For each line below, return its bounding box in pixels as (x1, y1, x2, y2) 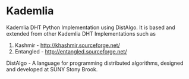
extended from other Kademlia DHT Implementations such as (6, 30, 156, 37)
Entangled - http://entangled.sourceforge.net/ (14, 48, 127, 55)
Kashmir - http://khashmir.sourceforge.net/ (14, 42, 120, 49)
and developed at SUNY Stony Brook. (6, 65, 98, 72)
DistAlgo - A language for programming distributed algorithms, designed (6, 59, 184, 67)
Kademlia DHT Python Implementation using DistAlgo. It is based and (6, 24, 175, 31)
